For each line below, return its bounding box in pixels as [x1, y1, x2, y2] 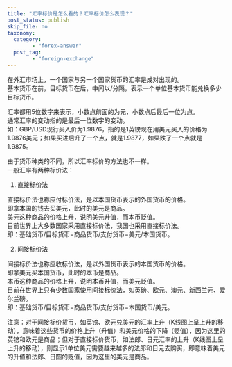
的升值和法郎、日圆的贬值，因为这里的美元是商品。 [7, 352, 153, 361]
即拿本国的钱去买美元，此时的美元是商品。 [7, 204, 129, 212]
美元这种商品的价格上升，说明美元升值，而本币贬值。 [7, 213, 159, 221]
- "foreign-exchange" [32, 56, 95, 63]
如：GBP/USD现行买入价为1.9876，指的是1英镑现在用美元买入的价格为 [7, 124, 208, 133]
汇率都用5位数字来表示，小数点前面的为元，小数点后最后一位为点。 [7, 107, 199, 115]
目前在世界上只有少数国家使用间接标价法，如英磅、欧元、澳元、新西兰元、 [7, 286, 220, 294]
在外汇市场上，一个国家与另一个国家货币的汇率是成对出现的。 [7, 75, 184, 83]
